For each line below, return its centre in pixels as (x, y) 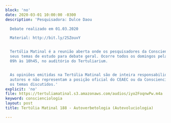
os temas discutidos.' (34, 84)
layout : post (19, 103)
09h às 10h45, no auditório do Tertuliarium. (59, 61)
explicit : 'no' (21, 89)
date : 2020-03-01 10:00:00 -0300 (41, 15)
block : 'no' (18, 10)
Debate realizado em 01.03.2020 (44, 29)
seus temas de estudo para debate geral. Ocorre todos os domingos (83, 57)
